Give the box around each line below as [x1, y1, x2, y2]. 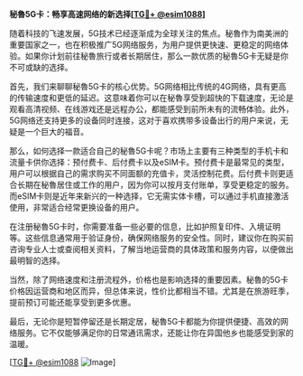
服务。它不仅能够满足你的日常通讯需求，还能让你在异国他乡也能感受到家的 [16, 327, 294, 338]
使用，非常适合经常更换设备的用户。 [9, 202, 144, 212]
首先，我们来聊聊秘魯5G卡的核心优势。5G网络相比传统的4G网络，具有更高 [9, 81, 287, 91]
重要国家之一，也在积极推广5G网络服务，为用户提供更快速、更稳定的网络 [9, 40, 281, 50]
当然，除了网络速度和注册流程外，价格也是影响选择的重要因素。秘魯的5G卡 [9, 275, 289, 285]
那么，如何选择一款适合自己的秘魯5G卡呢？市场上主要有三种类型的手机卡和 [9, 146, 289, 156]
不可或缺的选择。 [9, 62, 73, 72]
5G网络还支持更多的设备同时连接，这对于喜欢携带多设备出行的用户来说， [9, 115, 281, 126]
